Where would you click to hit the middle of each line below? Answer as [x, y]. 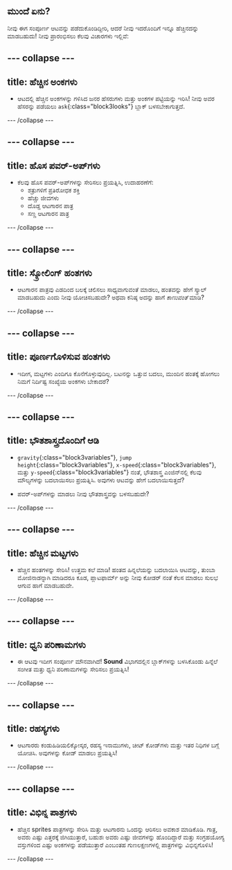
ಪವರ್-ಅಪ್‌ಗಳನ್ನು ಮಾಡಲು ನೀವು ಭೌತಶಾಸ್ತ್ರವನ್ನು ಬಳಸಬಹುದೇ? [83, 494]
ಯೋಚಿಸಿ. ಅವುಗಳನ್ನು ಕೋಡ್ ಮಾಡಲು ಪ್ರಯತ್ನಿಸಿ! [67, 753]
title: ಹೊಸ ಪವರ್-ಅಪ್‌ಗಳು [54, 166]
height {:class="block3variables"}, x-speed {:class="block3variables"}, [117, 465]
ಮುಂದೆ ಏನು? [29, 11]
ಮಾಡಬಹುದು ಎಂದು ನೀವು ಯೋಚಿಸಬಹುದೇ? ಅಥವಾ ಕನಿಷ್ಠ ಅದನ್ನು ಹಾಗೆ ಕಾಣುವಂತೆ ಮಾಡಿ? [110, 297]
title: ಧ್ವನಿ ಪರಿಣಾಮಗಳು [47, 645]
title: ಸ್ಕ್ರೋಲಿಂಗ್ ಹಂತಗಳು [50, 273]
